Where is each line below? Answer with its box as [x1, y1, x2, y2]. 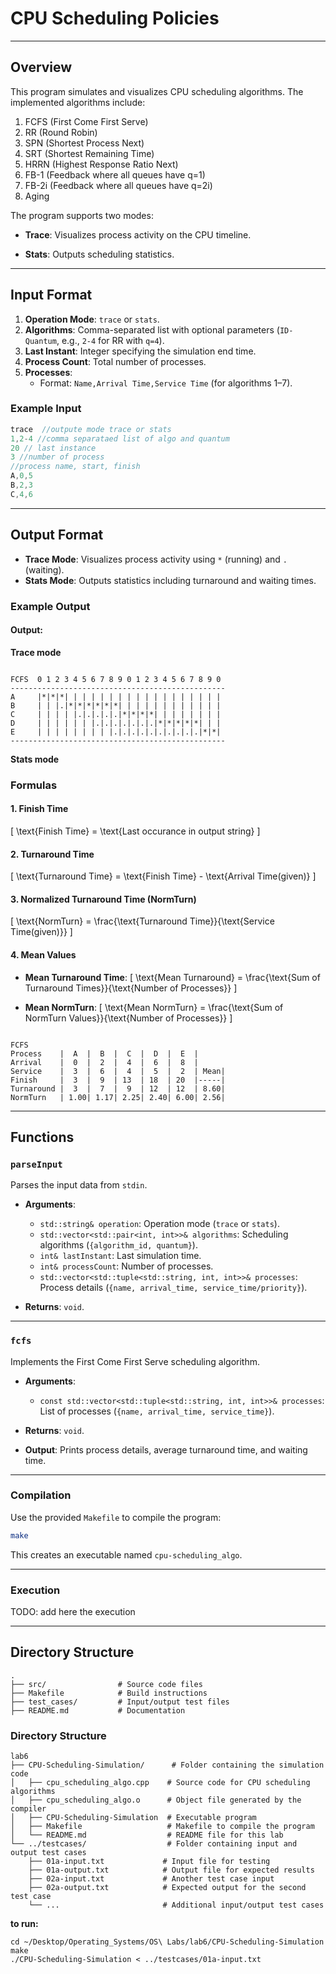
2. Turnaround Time [10, 848, 95, 860]
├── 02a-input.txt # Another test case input [28, 1874, 275, 1884]
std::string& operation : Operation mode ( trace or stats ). [39, 1218, 280, 1230]
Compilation [10, 1488, 72, 1502]
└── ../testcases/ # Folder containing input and [10, 1839, 298, 1849]
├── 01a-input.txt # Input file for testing [28, 1857, 271, 1867]
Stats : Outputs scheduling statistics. [24, 248, 175, 260]
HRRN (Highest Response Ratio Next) [24, 158, 179, 170]
